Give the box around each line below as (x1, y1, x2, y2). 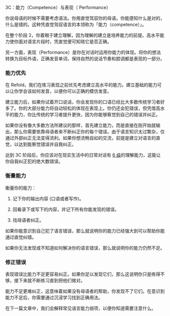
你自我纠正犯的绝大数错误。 (5, 158, 63, 164)
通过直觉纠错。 (5, 234, 36, 240)
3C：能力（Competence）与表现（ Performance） (5, 5, 111, 10)
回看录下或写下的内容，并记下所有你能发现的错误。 (12, 206, 119, 212)
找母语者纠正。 (12, 217, 44, 223)
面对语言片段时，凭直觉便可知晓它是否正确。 (18, 38, 112, 44)
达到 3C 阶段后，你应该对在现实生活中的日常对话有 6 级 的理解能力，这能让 (5, 152, 161, 158)
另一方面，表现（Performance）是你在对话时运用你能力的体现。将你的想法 (5, 50, 161, 55)
